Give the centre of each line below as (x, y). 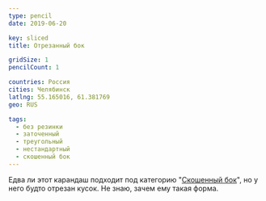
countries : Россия (39, 82)
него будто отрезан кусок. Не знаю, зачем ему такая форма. (114, 188)
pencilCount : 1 (34, 68)
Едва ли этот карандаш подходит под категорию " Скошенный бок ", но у (133, 179)
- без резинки (39, 127)
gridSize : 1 (28, 60)
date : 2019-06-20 (38, 23)
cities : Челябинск (39, 90)
